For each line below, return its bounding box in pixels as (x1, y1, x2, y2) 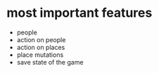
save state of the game (16, 58, 84, 66)
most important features (6, 5, 153, 21)
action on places (16, 43, 65, 51)
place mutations (16, 51, 64, 59)
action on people (16, 35, 66, 44)
